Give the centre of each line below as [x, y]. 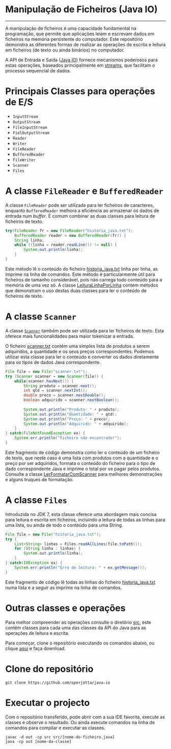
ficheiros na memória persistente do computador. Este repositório [74, 39]
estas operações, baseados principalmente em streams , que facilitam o [80, 65]
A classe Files [36, 500]
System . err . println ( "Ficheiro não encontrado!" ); [68, 438]
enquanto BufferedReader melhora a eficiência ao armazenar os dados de [82, 211]
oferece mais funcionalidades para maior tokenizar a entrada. [70, 336]
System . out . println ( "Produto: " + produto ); [72, 409]
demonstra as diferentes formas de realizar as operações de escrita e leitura [85, 44]
